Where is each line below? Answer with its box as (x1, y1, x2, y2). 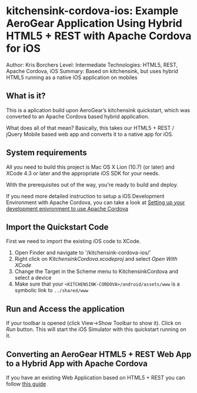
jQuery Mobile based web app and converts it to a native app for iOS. (6, 130, 173, 137)
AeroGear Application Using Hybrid (6, 17, 182, 30)
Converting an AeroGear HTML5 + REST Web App (6, 349, 192, 359)
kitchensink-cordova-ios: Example (6, 4, 179, 18)
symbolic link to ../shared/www (14, 287, 89, 294)
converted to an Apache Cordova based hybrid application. (6, 113, 150, 120)
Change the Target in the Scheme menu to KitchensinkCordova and (14, 268, 178, 275)
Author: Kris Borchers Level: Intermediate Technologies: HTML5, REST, (6, 61, 178, 68)
